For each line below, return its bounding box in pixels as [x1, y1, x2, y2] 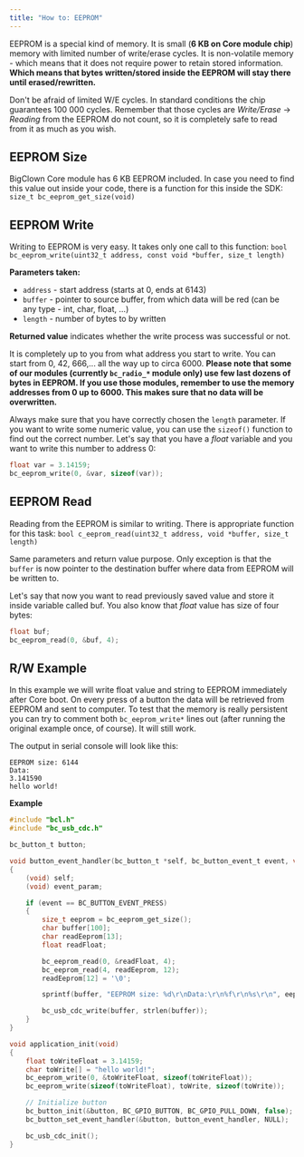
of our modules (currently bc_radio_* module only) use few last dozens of [9, 368, 291, 379]
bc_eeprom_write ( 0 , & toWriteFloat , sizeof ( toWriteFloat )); [25, 1074, 253, 1083]
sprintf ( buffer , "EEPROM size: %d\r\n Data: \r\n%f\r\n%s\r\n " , [42, 990, 281, 999]
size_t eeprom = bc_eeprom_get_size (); [42, 915, 193, 925]
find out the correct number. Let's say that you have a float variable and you [9, 433, 293, 444]
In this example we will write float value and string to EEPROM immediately [9, 685, 288, 695]
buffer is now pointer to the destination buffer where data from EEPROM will [9, 563, 294, 574]
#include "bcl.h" [9, 815, 75, 825]
